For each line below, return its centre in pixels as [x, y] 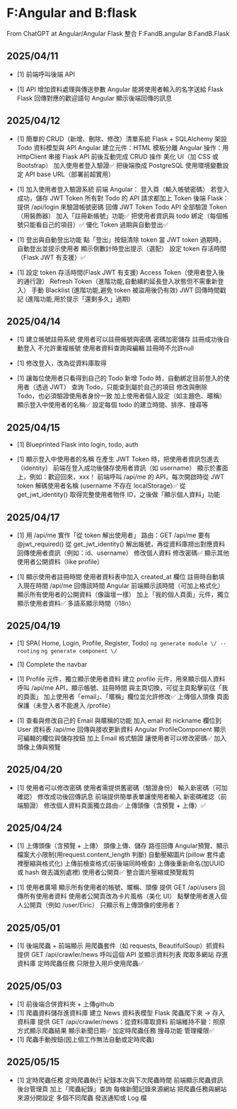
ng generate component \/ [79, 651]
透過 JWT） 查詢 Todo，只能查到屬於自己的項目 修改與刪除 [122, 387]
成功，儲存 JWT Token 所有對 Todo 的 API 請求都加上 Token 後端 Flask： [123, 198]
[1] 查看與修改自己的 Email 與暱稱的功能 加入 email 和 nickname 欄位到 [119, 720]
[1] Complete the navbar [52, 664]
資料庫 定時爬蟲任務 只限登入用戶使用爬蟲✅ [80, 963]
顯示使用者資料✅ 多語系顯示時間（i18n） [76, 603]
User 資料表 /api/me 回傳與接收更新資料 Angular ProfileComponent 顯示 [121, 729]
